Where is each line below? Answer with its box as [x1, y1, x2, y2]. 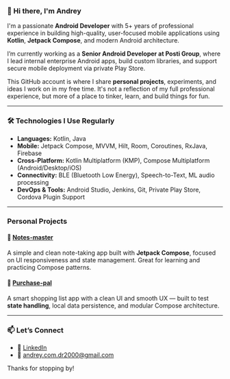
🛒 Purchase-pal [7, 279, 53, 287]
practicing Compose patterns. [7, 263, 92, 271]
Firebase [16, 149, 42, 157]
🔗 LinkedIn [16, 343, 47, 352]
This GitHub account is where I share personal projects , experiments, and [7, 78, 217, 86]
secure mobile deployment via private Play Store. [7, 65, 146, 73]
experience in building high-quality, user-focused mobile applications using [7, 29, 220, 37]
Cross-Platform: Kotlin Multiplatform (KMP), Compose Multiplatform [16, 156, 210, 164]
